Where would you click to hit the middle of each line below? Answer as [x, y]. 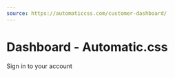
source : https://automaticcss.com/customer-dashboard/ [87, 13]
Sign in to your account [40, 66]
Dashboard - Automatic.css [87, 47]
